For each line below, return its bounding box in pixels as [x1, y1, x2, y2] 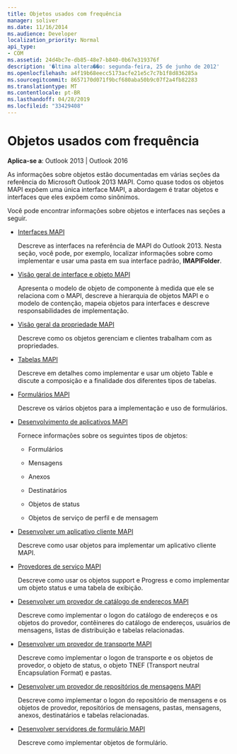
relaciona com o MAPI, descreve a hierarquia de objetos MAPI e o [17, 291, 209, 299]
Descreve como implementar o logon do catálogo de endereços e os [17, 610, 218, 619]
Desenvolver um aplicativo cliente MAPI [17, 527, 134, 535]
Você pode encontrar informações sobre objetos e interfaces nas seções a [7, 206, 226, 215]
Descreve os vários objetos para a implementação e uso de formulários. [17, 404, 228, 412]
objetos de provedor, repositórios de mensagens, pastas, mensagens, [17, 703, 221, 712]
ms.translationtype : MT [7, 83, 78, 90]
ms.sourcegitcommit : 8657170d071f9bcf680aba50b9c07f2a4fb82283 [7, 76, 198, 84]
